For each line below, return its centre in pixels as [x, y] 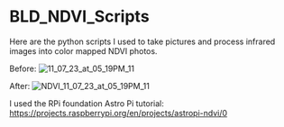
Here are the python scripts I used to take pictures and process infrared [142, 41]
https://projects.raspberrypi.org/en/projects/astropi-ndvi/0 [119, 113]
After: [20, 86]
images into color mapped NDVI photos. [83, 50]
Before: [23, 68]
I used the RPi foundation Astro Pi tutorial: [87, 103]
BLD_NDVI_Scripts [80, 17]
